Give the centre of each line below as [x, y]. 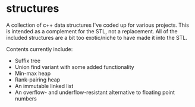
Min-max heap [33, 73]
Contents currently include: [40, 49]
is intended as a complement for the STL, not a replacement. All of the [92, 31]
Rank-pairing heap [37, 80]
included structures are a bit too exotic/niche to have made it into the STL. [97, 37]
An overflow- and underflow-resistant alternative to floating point [95, 92]
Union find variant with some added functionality [75, 67]
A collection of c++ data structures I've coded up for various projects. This [97, 25]
